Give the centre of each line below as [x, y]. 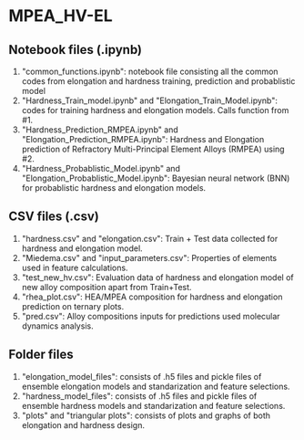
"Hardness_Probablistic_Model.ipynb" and [101, 168]
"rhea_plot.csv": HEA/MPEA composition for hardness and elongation [152, 297]
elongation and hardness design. [83, 424]
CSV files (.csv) [54, 217]
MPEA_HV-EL [61, 16]
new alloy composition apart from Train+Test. [106, 287]
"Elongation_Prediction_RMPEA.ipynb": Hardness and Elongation [143, 139]
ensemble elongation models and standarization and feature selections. [156, 386]
